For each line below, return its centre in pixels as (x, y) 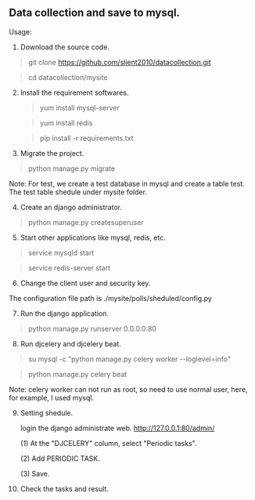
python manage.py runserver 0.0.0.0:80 (92, 328)
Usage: (20, 31)
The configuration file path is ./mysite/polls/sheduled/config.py (110, 298)
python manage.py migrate (72, 168)
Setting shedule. (47, 413)
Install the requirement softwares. (74, 92)
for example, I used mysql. (52, 397)
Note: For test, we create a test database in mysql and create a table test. (127, 183)
